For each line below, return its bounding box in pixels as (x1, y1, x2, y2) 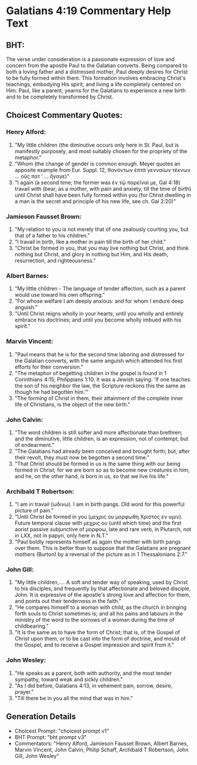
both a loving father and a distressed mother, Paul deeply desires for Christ (6, 68, 188, 75)
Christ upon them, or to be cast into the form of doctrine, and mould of (14, 635, 186, 643)
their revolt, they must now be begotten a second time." (14, 453, 150, 461)
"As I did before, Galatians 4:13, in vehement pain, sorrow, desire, (14, 682, 173, 689)
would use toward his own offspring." (14, 292, 105, 299)
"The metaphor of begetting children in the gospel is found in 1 (14, 369, 166, 376)
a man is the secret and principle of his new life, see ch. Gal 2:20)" (14, 197, 176, 204)
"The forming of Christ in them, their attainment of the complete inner (14, 395, 183, 402)
